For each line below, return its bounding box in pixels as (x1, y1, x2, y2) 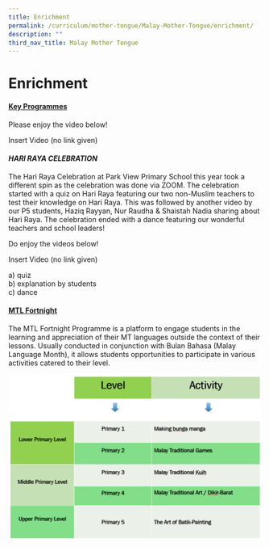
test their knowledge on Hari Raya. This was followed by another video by (8, 197, 253, 207)
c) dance (8, 287, 38, 297)
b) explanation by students (8, 279, 97, 288)
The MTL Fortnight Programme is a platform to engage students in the (8, 324, 241, 334)
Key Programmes (8, 102, 68, 112)
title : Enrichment (8, 13, 70, 21)
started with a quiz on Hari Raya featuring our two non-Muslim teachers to (8, 188, 255, 198)
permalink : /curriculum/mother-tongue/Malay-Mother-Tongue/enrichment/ (8, 21, 254, 30)
